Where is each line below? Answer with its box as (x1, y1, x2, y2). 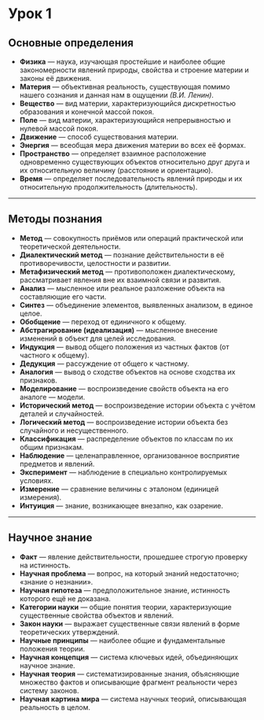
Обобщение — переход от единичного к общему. (19, 316, 187, 327)
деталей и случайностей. (19, 408, 104, 418)
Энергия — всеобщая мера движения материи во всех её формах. (19, 141, 246, 150)
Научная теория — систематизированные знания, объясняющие (19, 669, 240, 678)
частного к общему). (19, 350, 90, 360)
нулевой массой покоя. (19, 124, 99, 133)
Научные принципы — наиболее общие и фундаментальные (19, 635, 225, 645)
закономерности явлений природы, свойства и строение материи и (19, 65, 249, 75)
